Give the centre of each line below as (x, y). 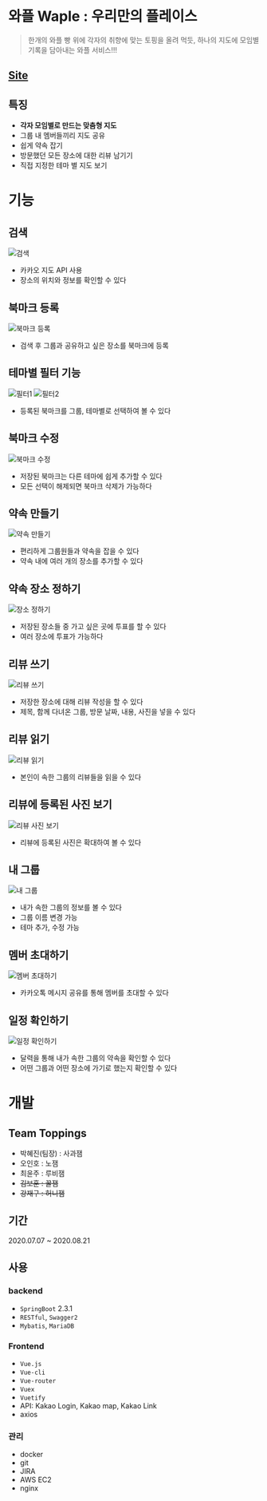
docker (31, 1455)
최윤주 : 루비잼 (42, 1174)
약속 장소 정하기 (45, 589)
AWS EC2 (35, 1480)
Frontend (26, 1346)
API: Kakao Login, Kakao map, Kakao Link (88, 1405)
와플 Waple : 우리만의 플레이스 (103, 16)
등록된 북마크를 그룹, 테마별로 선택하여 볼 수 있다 (95, 410)
